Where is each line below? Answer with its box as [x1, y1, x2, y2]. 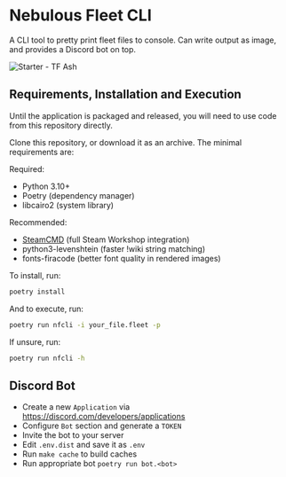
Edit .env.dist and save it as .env [21, 440, 146, 450]
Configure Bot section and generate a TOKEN [21, 420, 182, 431]
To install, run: [9, 270, 61, 280]
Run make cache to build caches [21, 449, 138, 459]
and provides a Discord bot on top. [9, 43, 136, 54]
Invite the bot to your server [21, 430, 124, 441]
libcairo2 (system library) [21, 199, 114, 210]
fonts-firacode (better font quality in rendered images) [21, 253, 221, 263]
